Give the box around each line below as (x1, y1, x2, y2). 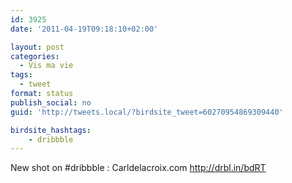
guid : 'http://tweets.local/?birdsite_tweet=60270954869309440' (10, 107, 284, 117)
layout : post (10, 42, 65, 52)
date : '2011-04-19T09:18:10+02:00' (10, 24, 159, 34)
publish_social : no (10, 97, 92, 108)
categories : (10, 51, 60, 61)
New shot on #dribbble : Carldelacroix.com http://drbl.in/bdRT (10, 162, 267, 174)
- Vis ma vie (19, 61, 74, 71)
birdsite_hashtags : (10, 125, 92, 135)
